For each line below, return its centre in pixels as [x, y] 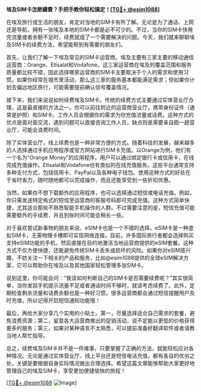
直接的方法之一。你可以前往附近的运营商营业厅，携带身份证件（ [111, 107]
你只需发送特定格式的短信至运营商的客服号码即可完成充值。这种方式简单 [95, 200]
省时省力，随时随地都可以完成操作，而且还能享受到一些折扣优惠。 [92, 180]
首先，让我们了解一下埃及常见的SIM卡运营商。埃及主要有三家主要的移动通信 [100, 57]
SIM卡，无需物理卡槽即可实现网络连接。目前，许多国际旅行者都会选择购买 [103, 235]
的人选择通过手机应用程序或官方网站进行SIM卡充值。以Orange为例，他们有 [99, 150]
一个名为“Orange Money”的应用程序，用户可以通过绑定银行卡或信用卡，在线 [100, 157]
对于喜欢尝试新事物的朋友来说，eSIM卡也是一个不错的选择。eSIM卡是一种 [98, 228]
